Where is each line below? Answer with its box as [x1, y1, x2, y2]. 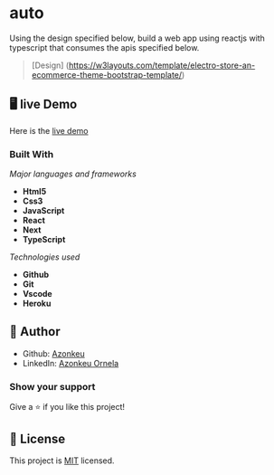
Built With [9, 147, 54, 160]
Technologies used [9, 252, 80, 262]
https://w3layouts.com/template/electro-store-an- [68, 60, 256, 71]
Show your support [9, 380, 96, 393]
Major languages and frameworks [9, 168, 137, 179]
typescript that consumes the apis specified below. [9, 42, 200, 52]
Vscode [22, 289, 52, 299]
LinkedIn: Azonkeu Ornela [22, 357, 119, 368]
